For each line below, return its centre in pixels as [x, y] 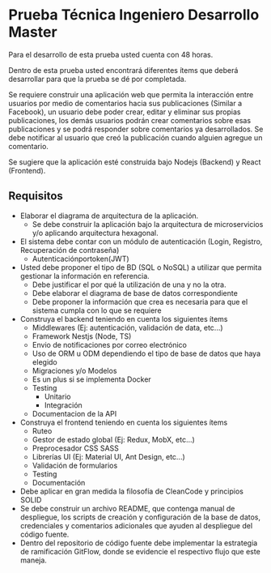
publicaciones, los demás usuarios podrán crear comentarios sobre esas [130, 120]
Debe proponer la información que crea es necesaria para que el [140, 301]
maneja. [33, 560]
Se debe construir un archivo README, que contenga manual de [127, 508]
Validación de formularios [75, 465]
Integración [63, 405]
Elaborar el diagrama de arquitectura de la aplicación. [109, 216]
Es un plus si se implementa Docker [91, 379]
